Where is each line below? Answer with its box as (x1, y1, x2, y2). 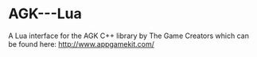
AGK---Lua (8, 5, 82, 23)
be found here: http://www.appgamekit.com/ (8, 39, 155, 48)
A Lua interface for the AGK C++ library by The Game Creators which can (8, 31, 249, 40)
